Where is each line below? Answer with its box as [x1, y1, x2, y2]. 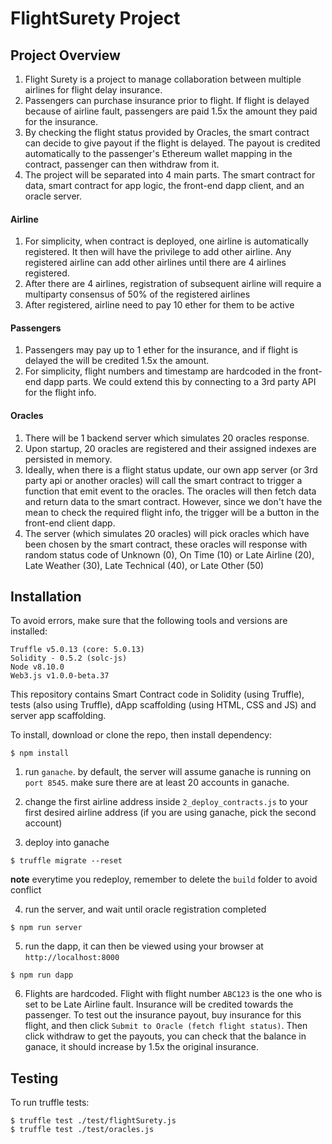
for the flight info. [24, 387, 97, 399]
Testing [10, 1070, 59, 1087]
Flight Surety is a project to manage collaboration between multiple [24, 73, 302, 85]
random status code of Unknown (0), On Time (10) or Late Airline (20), [24, 548, 315, 561]
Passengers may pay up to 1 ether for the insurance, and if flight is [24, 344, 299, 356]
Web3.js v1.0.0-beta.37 [10, 671, 110, 681]
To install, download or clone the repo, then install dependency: [10, 729, 273, 741]
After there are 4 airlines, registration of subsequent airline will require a [24, 278, 322, 290]
